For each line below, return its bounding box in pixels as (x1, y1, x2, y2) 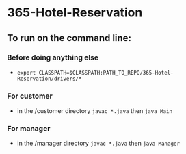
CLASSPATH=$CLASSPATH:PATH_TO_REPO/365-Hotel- (38, 69, 174, 76)
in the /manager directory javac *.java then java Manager (16, 139, 180, 148)
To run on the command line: (7, 32, 132, 44)
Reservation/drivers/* (16, 75, 82, 82)
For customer (7, 91, 53, 101)
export (16, 69, 36, 76)
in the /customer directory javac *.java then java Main (16, 107, 173, 115)
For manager (7, 124, 51, 133)
